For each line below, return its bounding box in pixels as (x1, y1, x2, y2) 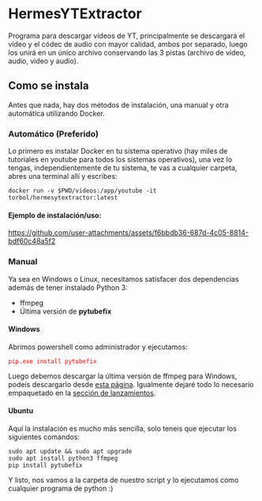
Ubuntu (8, 406, 34, 416)
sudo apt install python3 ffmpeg (8, 454, 118, 462)
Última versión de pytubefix (19, 306, 112, 316)
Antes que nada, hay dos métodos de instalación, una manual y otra (8, 100, 229, 109)
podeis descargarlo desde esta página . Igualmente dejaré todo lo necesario (8, 379, 254, 389)
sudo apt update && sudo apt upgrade (8, 447, 133, 455)
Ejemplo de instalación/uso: (8, 211, 102, 220)
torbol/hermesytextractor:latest (8, 194, 118, 202)
